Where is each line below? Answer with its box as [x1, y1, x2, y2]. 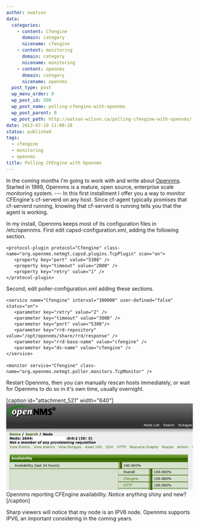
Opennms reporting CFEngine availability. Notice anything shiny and [6, 491, 172, 498]
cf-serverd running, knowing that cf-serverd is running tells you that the [6, 202, 182, 209]
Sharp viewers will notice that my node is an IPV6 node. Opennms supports [6, 508, 191, 516]
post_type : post [11, 85, 52, 91]
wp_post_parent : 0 [11, 110, 57, 116]
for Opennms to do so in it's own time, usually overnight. [6, 385, 144, 392]
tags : [6, 135, 20, 141]
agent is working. [6, 208, 49, 216]
